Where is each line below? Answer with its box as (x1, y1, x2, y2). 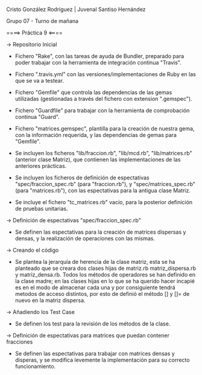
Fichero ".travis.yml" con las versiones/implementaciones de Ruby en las (14, 71, 196, 78)
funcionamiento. (14, 363, 56, 370)
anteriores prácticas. (14, 162, 67, 169)
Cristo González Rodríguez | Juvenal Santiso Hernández (6, 6, 146, 13)
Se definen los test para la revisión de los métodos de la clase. (14, 320, 171, 327)
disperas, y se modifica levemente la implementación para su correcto (14, 356, 190, 364)
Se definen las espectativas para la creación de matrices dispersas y (14, 228, 186, 236)
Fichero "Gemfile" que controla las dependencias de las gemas (14, 89, 172, 96)
